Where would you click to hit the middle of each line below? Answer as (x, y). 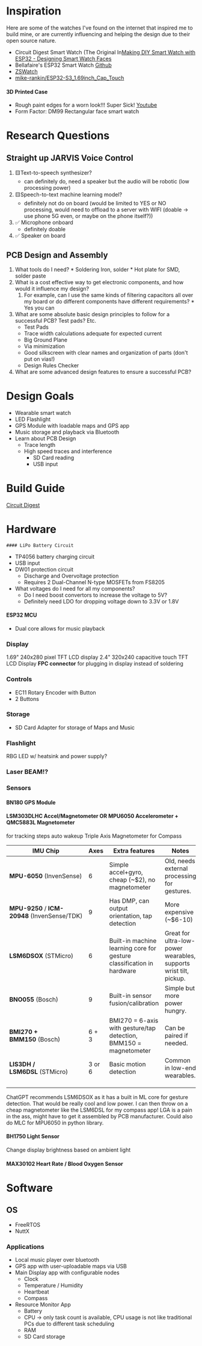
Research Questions (58, 136)
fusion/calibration (134, 1003)
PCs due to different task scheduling (69, 1324)
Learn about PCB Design (45, 438)
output (118, 908)
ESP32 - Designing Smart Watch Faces (63, 58)
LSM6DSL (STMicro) (38, 1071)
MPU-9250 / (28, 908)
